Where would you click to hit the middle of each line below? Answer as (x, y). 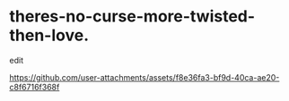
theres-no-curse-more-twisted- (132, 17)
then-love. (49, 35)
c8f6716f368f (35, 87)
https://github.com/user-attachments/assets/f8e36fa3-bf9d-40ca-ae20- (144, 77)
